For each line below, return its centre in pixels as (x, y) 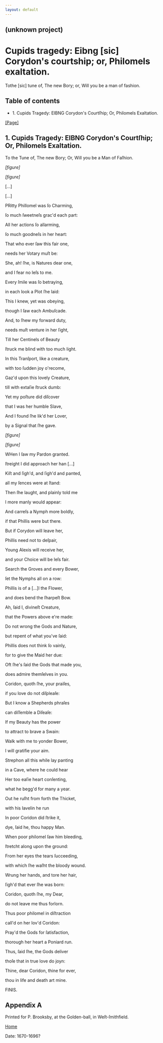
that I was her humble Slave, (34, 406)
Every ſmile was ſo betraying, (34, 282)
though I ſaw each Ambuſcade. (36, 310)
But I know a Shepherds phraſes (37, 703)
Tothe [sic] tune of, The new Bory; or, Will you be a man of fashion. (73, 85)
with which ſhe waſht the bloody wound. (46, 865)
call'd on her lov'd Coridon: (33, 923)
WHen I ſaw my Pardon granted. (37, 454)
